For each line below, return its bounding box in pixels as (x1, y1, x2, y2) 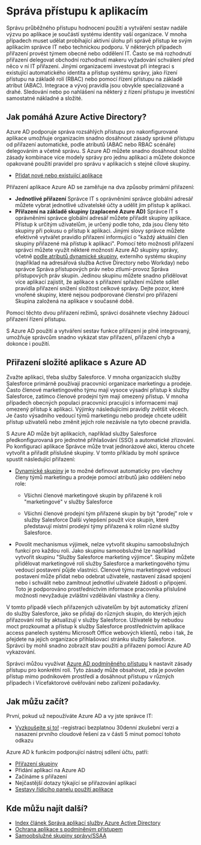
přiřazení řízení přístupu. (6, 315, 67, 323)
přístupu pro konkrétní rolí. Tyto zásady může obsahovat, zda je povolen (6, 666, 185, 673)
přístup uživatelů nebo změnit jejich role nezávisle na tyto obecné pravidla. (6, 418, 191, 425)
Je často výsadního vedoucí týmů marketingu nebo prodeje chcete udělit (6, 411, 187, 419)
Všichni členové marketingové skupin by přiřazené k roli (23, 491, 162, 499)
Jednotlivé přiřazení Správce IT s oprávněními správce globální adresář (14, 195, 193, 202)
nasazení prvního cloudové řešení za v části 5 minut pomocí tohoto (14, 731, 181, 738)
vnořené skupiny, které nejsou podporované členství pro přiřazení (14, 291, 178, 298)
